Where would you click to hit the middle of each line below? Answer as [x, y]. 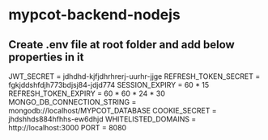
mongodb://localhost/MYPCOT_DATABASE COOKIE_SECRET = [113, 111]
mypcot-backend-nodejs [94, 15]
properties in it [46, 57]
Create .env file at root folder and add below [121, 45]
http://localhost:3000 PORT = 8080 [68, 128]
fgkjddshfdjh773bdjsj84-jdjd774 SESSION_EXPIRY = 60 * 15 [109, 85]
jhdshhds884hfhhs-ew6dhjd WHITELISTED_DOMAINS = [102, 119]
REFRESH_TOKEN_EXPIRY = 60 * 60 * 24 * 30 [87, 93]
